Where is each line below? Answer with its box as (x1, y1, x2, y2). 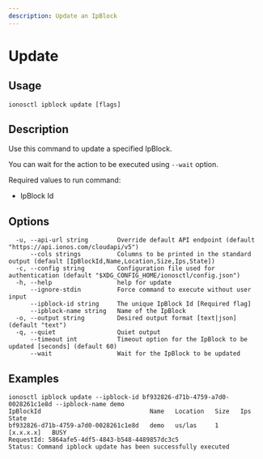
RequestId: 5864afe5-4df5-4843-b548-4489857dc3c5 (8, 435, 180, 444)
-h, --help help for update (15, 279, 172, 287)
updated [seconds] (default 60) (8, 342, 117, 351)
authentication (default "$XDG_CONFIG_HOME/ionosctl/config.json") (8, 272, 241, 280)
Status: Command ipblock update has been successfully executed (8, 443, 230, 451)
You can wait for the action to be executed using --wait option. (8, 160, 218, 169)
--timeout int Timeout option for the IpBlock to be (29, 336, 248, 344)
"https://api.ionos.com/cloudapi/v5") (8, 243, 139, 251)
